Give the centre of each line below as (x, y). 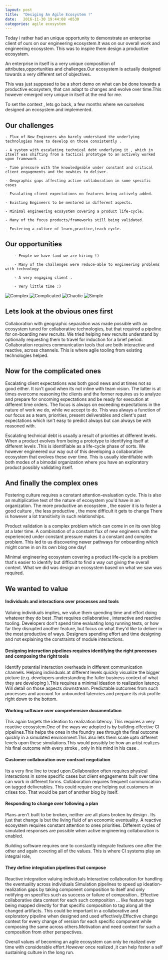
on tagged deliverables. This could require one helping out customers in (79, 787)
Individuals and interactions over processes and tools (62, 602)
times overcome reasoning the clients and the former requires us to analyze (83, 394)
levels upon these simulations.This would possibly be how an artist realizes (82, 743)
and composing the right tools (37, 656)
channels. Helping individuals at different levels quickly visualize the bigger (82, 672)
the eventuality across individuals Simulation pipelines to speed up (74, 884)
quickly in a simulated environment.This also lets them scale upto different (81, 738)
